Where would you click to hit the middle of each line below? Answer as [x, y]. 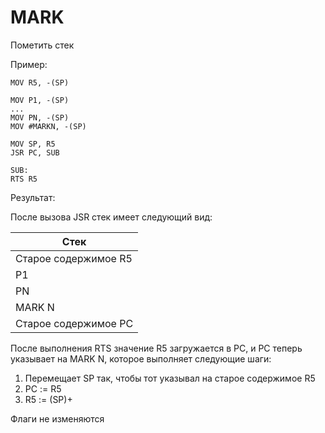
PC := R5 [43, 388]
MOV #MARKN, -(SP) [48, 126]
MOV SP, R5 [33, 144]
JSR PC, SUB [35, 152]
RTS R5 [24, 179]
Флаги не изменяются [57, 418]
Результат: [33, 197]
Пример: [29, 64]
